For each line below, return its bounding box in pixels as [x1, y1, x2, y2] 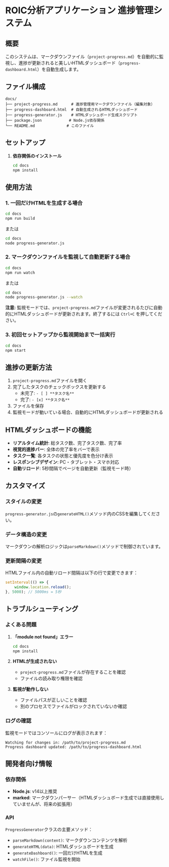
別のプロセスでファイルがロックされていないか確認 [20, 704, 127, 710]
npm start [5, 348, 26, 353]
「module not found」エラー [12, 633, 74, 640]
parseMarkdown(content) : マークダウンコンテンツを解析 [12, 837, 128, 843]
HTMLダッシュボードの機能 [5, 425, 92, 434]
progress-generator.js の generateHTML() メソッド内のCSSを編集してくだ [5, 511, 156, 517]
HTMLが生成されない [12, 658, 57, 664]
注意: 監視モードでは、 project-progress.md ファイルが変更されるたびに [5, 305, 154, 311]
